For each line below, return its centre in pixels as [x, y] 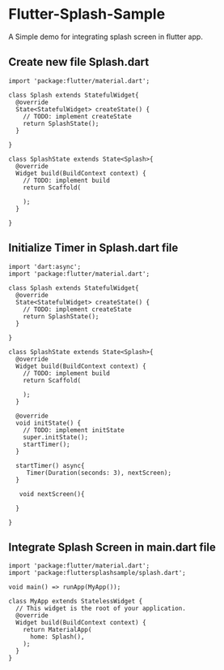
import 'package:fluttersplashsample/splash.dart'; [97, 573]
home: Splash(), [57, 637]
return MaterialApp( [57, 630]
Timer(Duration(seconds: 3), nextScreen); [99, 473]
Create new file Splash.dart [79, 62]
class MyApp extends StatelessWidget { [76, 602]
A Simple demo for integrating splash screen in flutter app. [106, 37]
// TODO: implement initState [74, 430]
